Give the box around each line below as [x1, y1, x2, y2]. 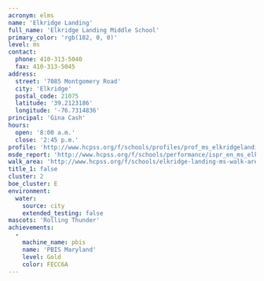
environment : [8, 187, 51, 195]
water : [15, 194, 37, 202]
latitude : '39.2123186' [15, 99, 93, 107]
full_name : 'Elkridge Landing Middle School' [8, 26, 159, 34]
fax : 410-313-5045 [15, 63, 76, 71]
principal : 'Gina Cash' [8, 114, 86, 122]
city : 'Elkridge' [15, 84, 72, 93]
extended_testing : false [22, 209, 104, 217]
